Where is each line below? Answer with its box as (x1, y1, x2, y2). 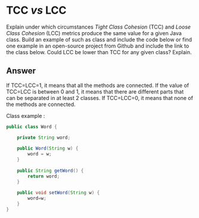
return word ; (27, 173, 60, 179)
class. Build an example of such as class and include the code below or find (6, 36, 192, 43)
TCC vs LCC (6, 4, 67, 17)
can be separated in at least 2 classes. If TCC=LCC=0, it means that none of (6, 94, 194, 101)
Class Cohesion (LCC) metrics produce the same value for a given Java (6, 29, 182, 36)
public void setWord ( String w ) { (17, 190, 100, 196)
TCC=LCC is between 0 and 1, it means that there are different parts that (6, 88, 184, 95)
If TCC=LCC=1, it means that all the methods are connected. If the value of (6, 82, 189, 89)
